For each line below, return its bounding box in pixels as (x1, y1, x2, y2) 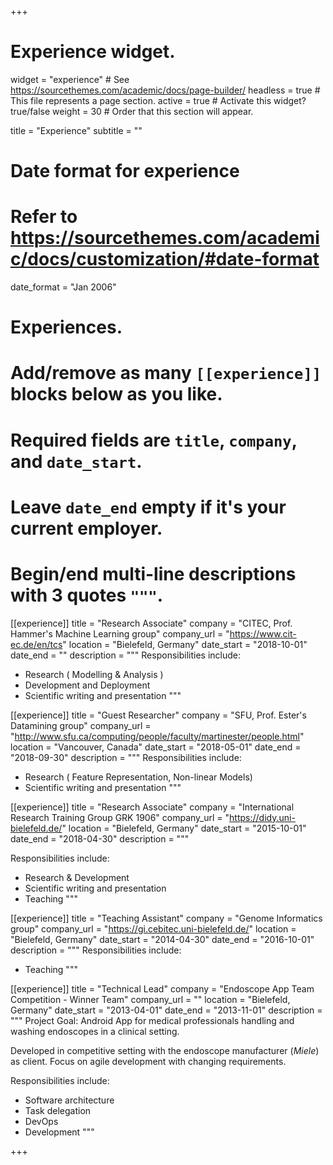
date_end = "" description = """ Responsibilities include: (10, 649, 241, 661)
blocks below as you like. (10, 383, 223, 406)
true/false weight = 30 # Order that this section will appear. (10, 105, 254, 117)
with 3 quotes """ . (10, 584, 164, 606)
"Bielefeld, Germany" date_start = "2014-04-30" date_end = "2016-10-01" (10, 933, 315, 945)
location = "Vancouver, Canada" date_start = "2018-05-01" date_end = (10, 741, 302, 753)
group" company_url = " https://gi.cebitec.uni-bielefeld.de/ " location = (10, 922, 297, 935)
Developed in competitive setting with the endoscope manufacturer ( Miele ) (10, 1044, 320, 1056)
